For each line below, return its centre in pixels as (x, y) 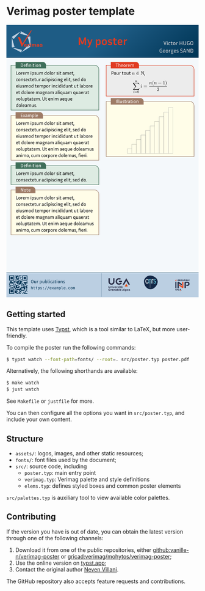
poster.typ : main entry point (60, 473)
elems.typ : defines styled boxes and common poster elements (103, 486)
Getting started (36, 314)
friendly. (17, 336)
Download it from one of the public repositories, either (83, 550)
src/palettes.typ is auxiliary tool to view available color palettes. (88, 498)
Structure (25, 439)
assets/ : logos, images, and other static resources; (79, 453)
